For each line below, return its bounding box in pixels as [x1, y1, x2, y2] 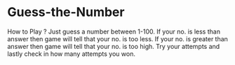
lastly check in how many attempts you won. [7, 50, 135, 58]
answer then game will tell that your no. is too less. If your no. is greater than [7, 34, 228, 43]
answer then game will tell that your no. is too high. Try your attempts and [7, 42, 220, 50]
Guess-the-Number [7, 4, 125, 20]
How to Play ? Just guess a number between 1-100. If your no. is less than [7, 27, 221, 36]
